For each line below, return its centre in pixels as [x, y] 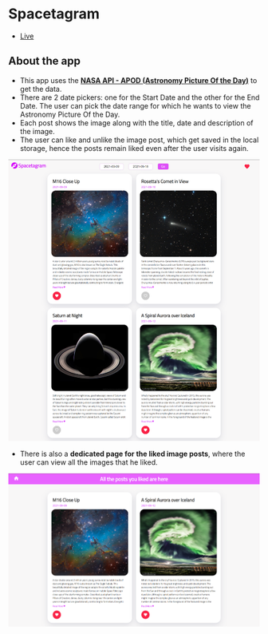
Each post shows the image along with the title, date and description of [136, 123]
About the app [45, 61]
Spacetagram [54, 14]
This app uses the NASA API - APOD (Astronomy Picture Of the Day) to [138, 80]
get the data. [41, 89]
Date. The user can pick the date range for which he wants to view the [135, 105]
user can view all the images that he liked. [89, 462]
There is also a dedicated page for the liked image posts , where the [132, 454]
